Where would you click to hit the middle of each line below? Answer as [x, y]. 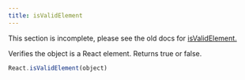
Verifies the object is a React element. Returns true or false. [105, 53]
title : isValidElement [45, 15]
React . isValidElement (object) [58, 68]
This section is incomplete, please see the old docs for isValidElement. [122, 38]
